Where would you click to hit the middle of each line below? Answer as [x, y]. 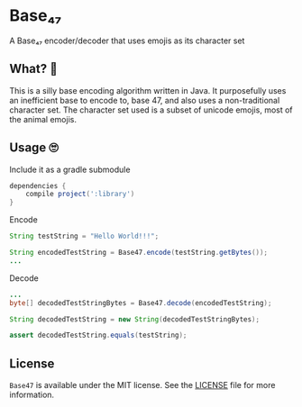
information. [32, 395]
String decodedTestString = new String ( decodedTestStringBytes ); [134, 319]
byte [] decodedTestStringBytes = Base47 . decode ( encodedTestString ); [141, 303]
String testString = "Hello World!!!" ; [84, 236]
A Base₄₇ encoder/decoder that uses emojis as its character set [127, 41]
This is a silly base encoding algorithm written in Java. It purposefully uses [148, 90]
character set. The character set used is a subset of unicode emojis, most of [151, 110]
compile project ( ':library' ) [80, 194]
